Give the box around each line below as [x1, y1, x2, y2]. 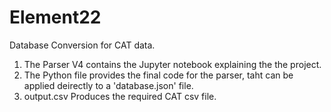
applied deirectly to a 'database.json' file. [23, 79, 194, 91]
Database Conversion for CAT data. [9, 39, 156, 51]
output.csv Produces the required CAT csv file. [23, 90, 217, 102]
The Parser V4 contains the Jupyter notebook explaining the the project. [23, 58, 322, 70]
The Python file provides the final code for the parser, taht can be [23, 69, 294, 81]
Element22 [9, 6, 102, 29]
